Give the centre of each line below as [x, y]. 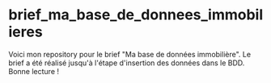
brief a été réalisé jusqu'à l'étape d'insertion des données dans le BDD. [127, 63]
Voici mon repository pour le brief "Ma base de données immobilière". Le [130, 54]
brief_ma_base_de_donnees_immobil [136, 15]
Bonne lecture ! [34, 71]
